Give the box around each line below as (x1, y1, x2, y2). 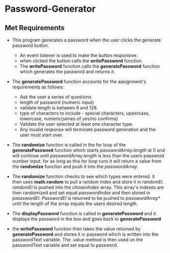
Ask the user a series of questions (19, 94, 92, 100)
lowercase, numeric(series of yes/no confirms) (19, 116, 118, 122)
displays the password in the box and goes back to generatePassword (12, 216, 161, 222)
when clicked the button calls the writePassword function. (19, 58, 143, 64)
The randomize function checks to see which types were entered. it (12, 173, 155, 179)
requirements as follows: (12, 84, 64, 90)
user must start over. (19, 132, 64, 138)
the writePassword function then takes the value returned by (12, 226, 141, 232)
